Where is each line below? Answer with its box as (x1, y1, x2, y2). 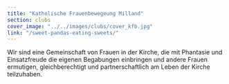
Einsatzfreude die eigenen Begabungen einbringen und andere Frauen (7, 56, 208, 64)
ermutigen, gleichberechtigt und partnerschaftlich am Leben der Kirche (7, 63, 210, 71)
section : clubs (7, 17, 51, 23)
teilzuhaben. (7, 70, 43, 78)
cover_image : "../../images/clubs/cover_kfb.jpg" (7, 23, 154, 30)
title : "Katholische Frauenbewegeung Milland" (7, 10, 144, 17)
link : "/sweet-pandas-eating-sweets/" (7, 29, 119, 36)
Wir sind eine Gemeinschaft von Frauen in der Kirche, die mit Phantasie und (7, 48, 223, 56)
